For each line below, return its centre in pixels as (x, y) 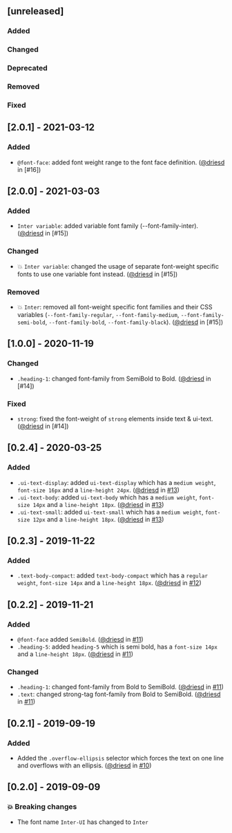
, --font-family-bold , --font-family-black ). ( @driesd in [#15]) (134, 322)
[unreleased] (36, 11)
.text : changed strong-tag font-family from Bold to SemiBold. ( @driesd (119, 694)
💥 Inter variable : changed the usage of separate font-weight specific (118, 266)
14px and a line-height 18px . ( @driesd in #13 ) (98, 504)
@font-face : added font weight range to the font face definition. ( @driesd (121, 162)
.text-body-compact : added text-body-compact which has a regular (113, 575)
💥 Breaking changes (42, 807)
